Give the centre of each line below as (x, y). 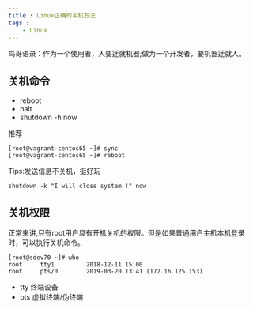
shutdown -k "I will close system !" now (77, 187)
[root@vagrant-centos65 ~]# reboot (67, 156)
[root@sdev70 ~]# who (44, 258)
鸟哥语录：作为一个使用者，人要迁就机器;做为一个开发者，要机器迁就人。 (127, 54)
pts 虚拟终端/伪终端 (51, 297)
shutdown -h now (48, 117)
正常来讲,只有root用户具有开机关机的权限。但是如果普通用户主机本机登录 (126, 233)
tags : (19, 23)
